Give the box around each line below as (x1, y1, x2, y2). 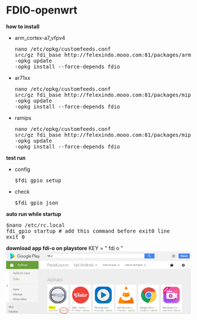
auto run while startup (6, 210, 62, 217)
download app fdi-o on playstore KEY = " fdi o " (6, 244, 124, 251)
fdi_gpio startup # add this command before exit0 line (6, 227, 170, 234)
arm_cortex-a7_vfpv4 (14, 34, 66, 41)
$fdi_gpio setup (14, 177, 62, 184)
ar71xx (14, 74, 30, 81)
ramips (14, 114, 32, 121)
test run (6, 154, 26, 161)
